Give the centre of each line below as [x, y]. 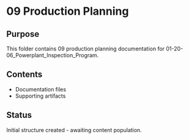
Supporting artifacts [40, 96]
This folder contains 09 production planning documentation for [86, 49]
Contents [24, 75]
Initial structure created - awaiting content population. [74, 130]
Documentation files [40, 89]
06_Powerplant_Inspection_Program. [53, 55]
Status [19, 115]
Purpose [23, 34]
